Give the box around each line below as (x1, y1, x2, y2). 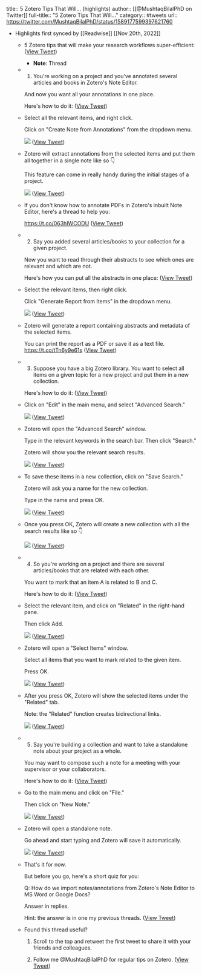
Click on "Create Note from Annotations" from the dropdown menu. (24, 126, 192, 133)
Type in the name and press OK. (24, 497, 105, 503)
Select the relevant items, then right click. (24, 286, 128, 293)
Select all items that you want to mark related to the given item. (24, 656, 181, 663)
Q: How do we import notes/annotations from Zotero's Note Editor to (24, 884, 195, 891)
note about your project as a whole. (33, 747, 122, 755)
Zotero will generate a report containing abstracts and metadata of (24, 322, 191, 329)
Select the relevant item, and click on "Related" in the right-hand (24, 602, 184, 609)
